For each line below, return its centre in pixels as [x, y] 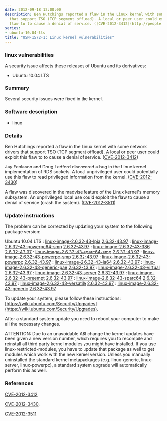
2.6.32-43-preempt [25, 278]
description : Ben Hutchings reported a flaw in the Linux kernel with [80, 14]
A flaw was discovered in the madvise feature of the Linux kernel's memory [83, 192]
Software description [31, 112]
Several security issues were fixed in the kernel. [54, 99]
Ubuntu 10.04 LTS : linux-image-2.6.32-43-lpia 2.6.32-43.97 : [68, 241]
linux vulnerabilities [29, 55]
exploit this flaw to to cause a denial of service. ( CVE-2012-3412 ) [72, 157]
